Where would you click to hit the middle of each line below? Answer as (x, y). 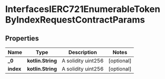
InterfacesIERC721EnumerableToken (83, 9)
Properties (22, 38)
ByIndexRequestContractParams (75, 20)
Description (83, 52)
